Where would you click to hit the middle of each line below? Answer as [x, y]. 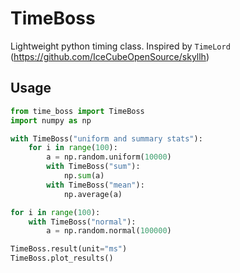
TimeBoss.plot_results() [62, 258]
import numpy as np [51, 120]
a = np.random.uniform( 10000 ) [109, 157]
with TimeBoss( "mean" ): [95, 185]
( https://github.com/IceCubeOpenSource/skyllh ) [110, 56]
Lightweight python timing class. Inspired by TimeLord [120, 46]
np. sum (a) [84, 176]
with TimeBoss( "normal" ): [82, 222]
